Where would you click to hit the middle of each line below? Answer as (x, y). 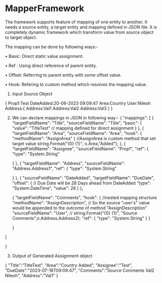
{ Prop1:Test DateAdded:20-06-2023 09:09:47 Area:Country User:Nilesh (78, 103)
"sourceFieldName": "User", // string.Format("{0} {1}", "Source (75, 213)
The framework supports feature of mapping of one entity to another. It (76, 22)
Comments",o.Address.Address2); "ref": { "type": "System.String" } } (81, 218)
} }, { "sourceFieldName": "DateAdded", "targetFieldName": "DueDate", (83, 178)
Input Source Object (32, 94)
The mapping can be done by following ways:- (52, 47)
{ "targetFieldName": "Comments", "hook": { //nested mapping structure (84, 198)
